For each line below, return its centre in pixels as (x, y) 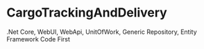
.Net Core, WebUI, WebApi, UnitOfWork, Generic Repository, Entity (102, 32)
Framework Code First (39, 39)
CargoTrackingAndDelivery (87, 13)
